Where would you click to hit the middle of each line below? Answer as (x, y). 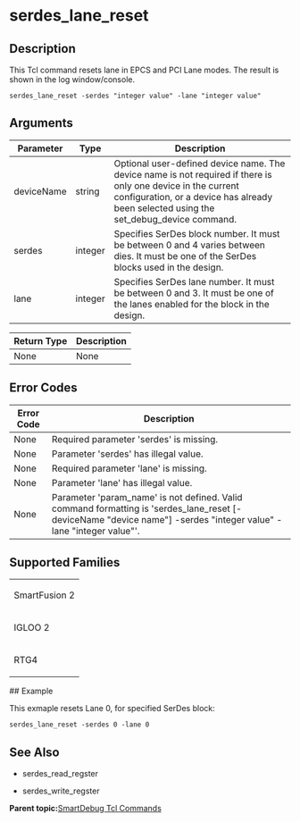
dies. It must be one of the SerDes (185, 256)
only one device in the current (176, 186)
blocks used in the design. (169, 267)
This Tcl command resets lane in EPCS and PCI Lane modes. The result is (144, 70)
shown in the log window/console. (72, 80)
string (87, 191)
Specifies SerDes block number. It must (197, 233)
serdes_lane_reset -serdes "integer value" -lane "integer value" (135, 96)
